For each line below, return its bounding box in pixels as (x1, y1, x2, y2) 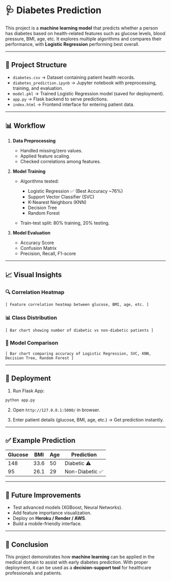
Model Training (12, 168, 46, 174)
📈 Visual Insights (5, 270, 62, 279)
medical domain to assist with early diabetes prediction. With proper (5, 559, 149, 565)
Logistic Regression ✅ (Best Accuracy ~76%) (27, 188, 123, 194)
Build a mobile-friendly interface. (12, 521, 82, 527)
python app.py (5, 398, 36, 403)
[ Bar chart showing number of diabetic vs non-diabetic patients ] (5, 328, 154, 333)
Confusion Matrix (20, 245, 57, 251)
